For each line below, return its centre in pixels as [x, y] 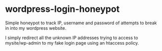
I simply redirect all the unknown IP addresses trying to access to [72, 38]
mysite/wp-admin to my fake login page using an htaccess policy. [72, 43]
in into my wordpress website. [36, 28]
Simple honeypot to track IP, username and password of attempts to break [81, 23]
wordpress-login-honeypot [62, 9]
